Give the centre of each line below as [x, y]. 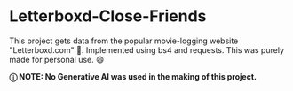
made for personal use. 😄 [57, 59]
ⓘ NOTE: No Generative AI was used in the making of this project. [133, 76]
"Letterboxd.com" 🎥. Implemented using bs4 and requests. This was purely [146, 49]
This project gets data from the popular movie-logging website [124, 41]
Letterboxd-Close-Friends [108, 16]
